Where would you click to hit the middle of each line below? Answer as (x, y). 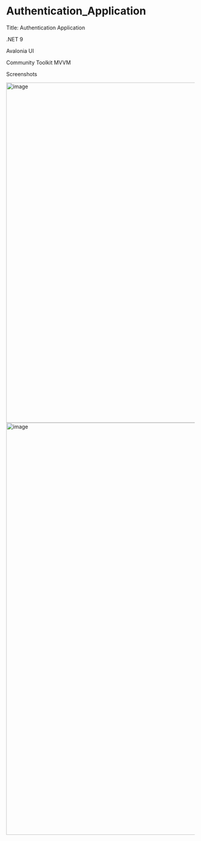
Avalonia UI (20, 51)
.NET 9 (15, 39)
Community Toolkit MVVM (39, 62)
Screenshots (22, 74)
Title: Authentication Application (46, 28)
